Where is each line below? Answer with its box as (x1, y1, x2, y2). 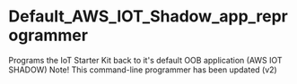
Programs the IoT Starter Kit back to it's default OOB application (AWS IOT (8, 55, 284, 65)
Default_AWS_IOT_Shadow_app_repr (8, 6, 289, 27)
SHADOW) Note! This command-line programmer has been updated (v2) (8, 64, 277, 75)
